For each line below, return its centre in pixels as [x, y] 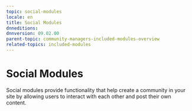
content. [16, 102]
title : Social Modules [34, 22]
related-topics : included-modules [49, 45]
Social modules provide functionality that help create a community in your [96, 90]
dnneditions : [22, 28]
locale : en [19, 17]
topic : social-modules [34, 12]
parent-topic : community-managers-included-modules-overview [83, 39]
